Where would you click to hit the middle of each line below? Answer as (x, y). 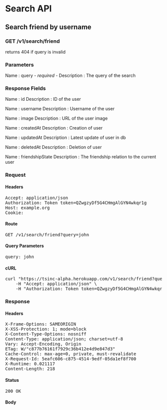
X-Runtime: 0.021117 (30, 364)
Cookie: (14, 212)
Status (12, 380)
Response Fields (26, 88)
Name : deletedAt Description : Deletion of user (53, 147)
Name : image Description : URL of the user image (56, 118)
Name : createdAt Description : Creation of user (54, 128)
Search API (29, 9)
